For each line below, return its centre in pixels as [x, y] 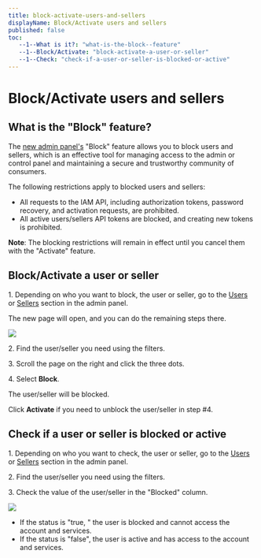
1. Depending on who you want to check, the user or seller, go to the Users [129, 453]
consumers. [28, 171]
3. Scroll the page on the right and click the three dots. [96, 363]
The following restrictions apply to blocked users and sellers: [107, 187]
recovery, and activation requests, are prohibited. [99, 210]
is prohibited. [41, 227]
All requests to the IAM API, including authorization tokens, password [131, 202]
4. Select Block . [34, 378]
